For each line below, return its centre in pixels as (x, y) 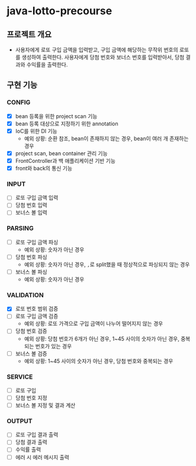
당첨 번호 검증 (31, 331)
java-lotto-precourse (60, 11)
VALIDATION (25, 295)
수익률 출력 (28, 449)
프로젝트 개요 (29, 34)
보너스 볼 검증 (31, 353)
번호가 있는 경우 (54, 346)
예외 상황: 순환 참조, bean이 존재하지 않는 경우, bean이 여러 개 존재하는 (106, 138)
